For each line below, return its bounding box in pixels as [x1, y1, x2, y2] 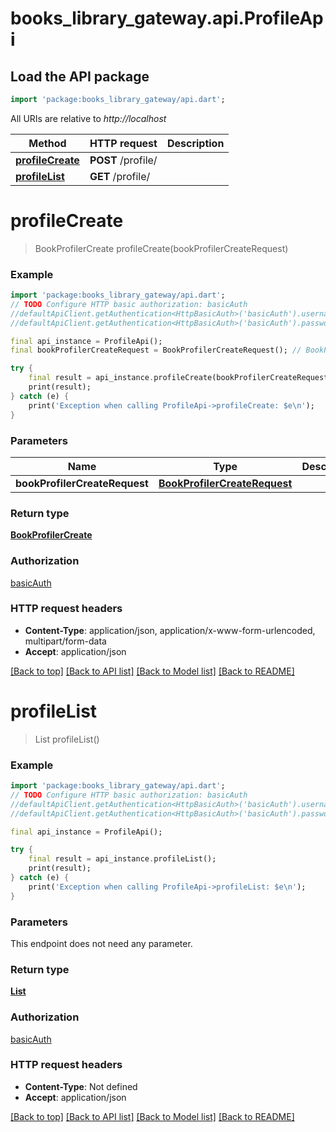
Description [166, 136, 225, 150]
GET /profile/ [89, 169, 151, 183]
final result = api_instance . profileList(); [28, 854, 217, 864]
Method [28, 136, 67, 150]
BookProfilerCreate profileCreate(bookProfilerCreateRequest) [34, 242, 289, 254]
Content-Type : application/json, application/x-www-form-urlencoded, [24, 624, 316, 636]
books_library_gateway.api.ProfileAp [10, 7, 324, 30]
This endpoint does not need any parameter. [10, 937, 193, 949]
